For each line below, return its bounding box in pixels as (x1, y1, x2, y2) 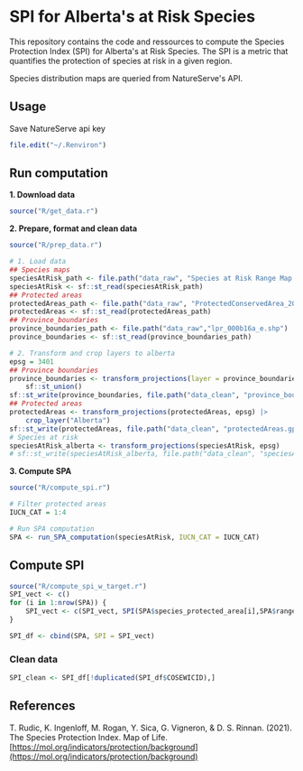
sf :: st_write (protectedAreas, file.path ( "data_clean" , (9, 424, 220, 433)
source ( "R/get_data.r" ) (9, 207, 99, 216)
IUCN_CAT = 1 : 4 (9, 508, 67, 517)
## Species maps (9, 265, 70, 274)
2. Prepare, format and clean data (9, 223, 138, 234)
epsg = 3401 (9, 357, 54, 367)
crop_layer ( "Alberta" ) (25, 415, 111, 425)
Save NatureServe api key (9, 123, 106, 134)
